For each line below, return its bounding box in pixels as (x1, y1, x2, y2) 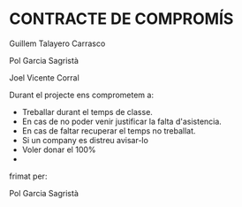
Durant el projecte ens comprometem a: (9, 89, 155, 100)
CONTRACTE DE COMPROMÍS (9, 9, 234, 29)
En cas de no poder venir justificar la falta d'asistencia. (21, 116, 223, 126)
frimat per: (9, 171, 48, 181)
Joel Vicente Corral (9, 72, 79, 83)
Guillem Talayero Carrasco (9, 38, 106, 49)
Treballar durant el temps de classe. (21, 106, 153, 117)
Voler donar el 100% (21, 144, 96, 155)
